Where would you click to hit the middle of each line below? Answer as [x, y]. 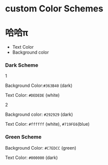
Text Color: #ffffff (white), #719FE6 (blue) [48, 124]
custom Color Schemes [54, 9]
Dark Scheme [22, 65]
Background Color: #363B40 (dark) [39, 85]
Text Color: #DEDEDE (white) [32, 95]
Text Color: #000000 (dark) [31, 158]
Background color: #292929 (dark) [39, 114]
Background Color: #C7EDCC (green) [41, 148]
